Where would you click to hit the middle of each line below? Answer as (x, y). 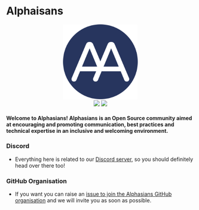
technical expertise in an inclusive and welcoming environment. (87, 130)
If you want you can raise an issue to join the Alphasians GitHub (93, 194)
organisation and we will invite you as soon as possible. (83, 200)
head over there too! (40, 165)
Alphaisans (35, 11)
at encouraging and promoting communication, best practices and (90, 124)
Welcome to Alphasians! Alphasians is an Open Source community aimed (99, 118)
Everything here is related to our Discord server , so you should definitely (104, 159)
